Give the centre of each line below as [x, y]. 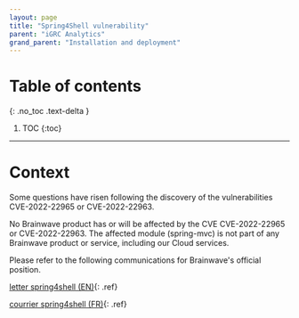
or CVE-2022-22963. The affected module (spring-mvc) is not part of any [145, 233]
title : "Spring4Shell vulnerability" [79, 26]
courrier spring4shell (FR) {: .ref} [68, 305]
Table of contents [76, 86]
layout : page [33, 17]
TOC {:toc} [42, 128]
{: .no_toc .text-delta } [49, 111]
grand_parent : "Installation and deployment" [95, 42]
